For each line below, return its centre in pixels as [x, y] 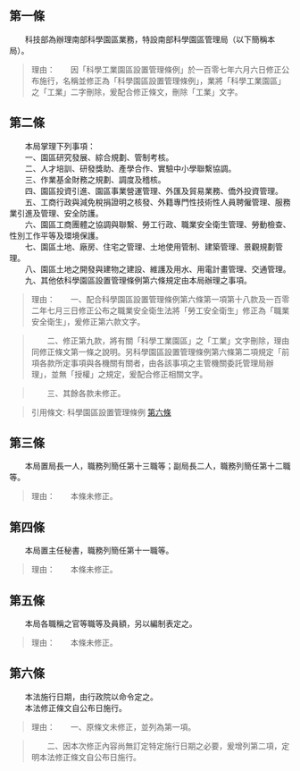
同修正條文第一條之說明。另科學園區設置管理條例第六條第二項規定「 [156, 352]
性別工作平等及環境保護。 [56, 235]
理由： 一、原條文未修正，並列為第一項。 [113, 726]
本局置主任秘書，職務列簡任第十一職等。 [99, 551]
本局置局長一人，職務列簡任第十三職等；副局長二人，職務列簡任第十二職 [158, 466]
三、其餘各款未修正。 [86, 393]
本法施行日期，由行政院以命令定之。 [91, 697]
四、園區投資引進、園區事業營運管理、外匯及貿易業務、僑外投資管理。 [154, 191]
